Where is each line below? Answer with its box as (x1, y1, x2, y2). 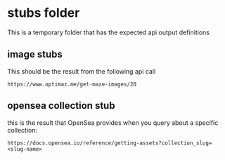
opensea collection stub (7, 100, 115, 112)
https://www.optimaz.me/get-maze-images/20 (7, 81, 137, 88)
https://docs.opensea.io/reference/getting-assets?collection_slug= (7, 139, 212, 147)
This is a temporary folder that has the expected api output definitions (7, 28, 210, 36)
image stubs (7, 48, 63, 60)
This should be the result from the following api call (7, 67, 156, 75)
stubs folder (7, 5, 80, 21)
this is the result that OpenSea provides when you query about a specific (7, 118, 219, 127)
